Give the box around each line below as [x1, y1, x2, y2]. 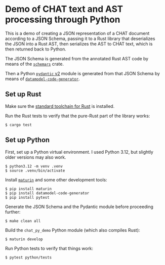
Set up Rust [5, 90, 41, 98]
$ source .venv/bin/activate [5, 168, 65, 173]
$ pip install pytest [5, 195, 50, 200]
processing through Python [5, 14, 121, 25]
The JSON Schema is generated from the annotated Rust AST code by [5, 55, 149, 61]
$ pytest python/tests [5, 255, 52, 260]
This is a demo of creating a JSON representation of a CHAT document [5, 30, 150, 36]
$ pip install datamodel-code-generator [5, 190, 90, 196]
